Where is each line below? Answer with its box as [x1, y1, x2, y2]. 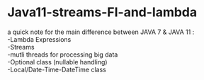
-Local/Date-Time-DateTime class [7, 65, 106, 74]
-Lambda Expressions [7, 35, 72, 43]
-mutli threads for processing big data [7, 50, 118, 59]
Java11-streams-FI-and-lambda [7, 4, 198, 21]
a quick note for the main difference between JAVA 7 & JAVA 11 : [7, 28, 195, 36]
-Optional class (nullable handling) [7, 57, 108, 66]
